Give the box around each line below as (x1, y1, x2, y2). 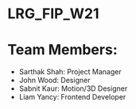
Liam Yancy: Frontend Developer (18, 92, 126, 102)
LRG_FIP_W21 (7, 5, 100, 23)
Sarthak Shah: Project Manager (18, 67, 122, 77)
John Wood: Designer (18, 76, 91, 85)
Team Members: (7, 41, 118, 59)
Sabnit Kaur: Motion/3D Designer (18, 84, 128, 93)
